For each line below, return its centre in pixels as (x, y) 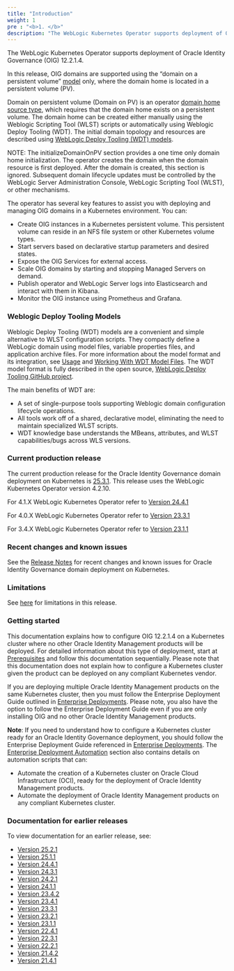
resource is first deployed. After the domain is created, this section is (106, 167)
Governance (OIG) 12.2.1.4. (46, 61)
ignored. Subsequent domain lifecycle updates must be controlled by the (111, 175)
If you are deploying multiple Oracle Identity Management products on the (113, 686)
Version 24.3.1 (37, 872)
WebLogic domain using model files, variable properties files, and (101, 347)
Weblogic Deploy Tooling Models (64, 317)
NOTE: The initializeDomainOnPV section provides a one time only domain (114, 153)
